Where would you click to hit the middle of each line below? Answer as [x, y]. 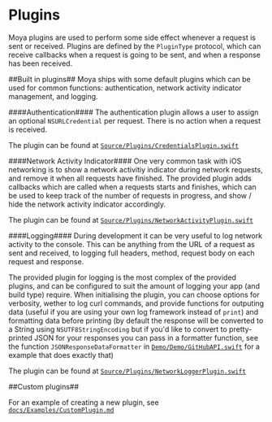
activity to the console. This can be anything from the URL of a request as [132, 244]
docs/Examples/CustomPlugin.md [61, 410]
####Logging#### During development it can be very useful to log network [135, 235]
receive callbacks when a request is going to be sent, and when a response [135, 54]
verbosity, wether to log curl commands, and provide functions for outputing [136, 303]
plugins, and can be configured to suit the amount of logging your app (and [134, 285]
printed [20, 337]
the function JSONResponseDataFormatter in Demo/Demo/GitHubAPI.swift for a [134, 346]
